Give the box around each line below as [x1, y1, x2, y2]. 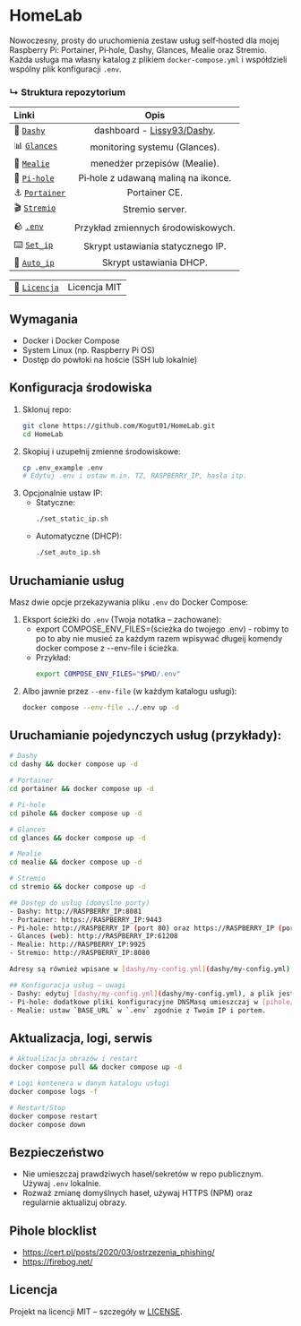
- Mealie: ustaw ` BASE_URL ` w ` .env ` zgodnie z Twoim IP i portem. [9, 1005, 267, 1015]
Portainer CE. [126, 186, 184, 199]
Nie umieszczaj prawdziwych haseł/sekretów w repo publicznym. [21, 1168, 264, 1179]
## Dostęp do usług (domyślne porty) [9, 898, 150, 908]
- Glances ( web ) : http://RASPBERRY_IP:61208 [9, 932, 178, 941]
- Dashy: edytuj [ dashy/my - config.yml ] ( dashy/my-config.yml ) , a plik [9, 989, 275, 998]
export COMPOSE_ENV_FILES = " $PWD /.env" [35, 669, 181, 678]
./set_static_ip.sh [35, 514, 109, 524]
